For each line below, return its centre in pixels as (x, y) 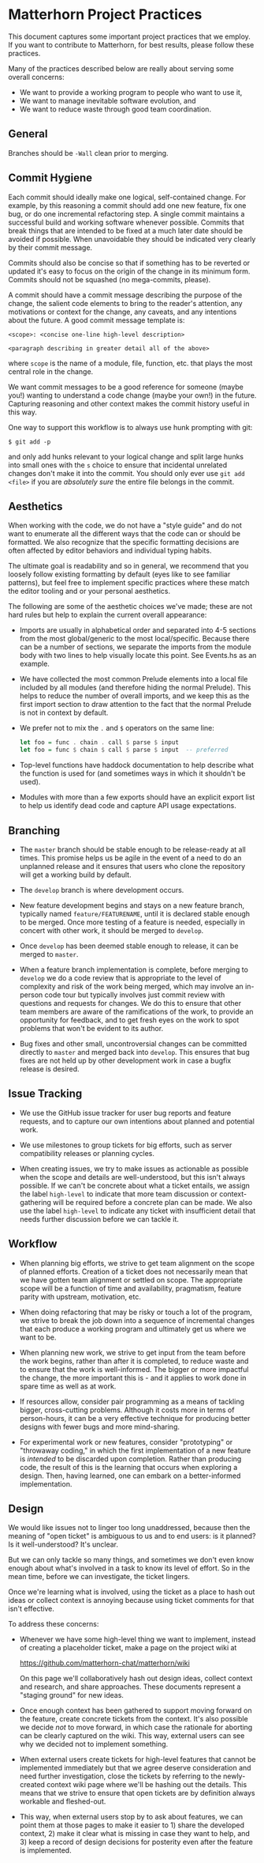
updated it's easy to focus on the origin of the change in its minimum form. (129, 271)
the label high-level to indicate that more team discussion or (119, 1194)
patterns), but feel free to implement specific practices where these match (129, 583)
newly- (234, 1776)
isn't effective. (32, 1609)
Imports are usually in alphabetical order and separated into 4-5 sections (138, 630)
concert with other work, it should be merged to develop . (112, 930)
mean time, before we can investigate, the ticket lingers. (99, 1577)
